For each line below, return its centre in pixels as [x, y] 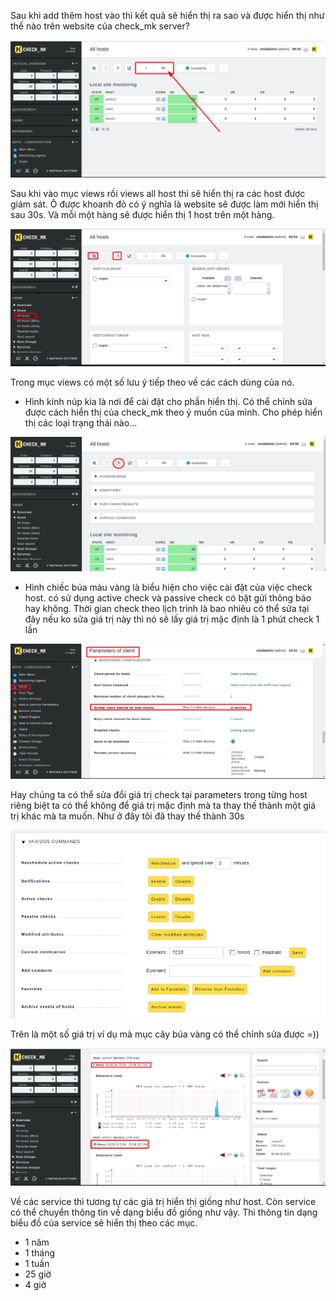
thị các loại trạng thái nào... [81, 422]
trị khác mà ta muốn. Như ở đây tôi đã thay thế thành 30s [127, 816]
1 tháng [40, 1253]
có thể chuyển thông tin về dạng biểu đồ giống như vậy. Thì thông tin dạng [164, 1212]
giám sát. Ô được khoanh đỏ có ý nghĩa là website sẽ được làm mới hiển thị [164, 204]
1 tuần [37, 1264]
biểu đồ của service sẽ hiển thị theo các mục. [104, 1223]
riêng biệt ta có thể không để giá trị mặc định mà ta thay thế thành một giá [163, 806]
